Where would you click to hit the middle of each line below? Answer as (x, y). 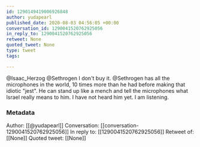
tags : (13, 56)
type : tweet (21, 51)
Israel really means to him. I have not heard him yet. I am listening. (88, 97)
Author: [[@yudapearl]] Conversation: (53, 125)
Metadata (20, 112)
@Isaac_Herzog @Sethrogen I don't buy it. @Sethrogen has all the (88, 78)
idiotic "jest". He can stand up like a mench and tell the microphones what (97, 90)
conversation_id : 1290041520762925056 (54, 28)
